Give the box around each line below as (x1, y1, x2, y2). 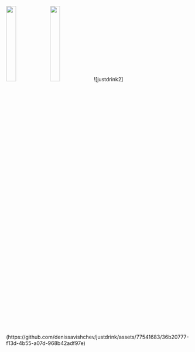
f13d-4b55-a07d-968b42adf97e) (6, 340, 86, 347)
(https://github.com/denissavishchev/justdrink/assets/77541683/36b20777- (6, 333, 189, 340)
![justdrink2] (93, 76, 124, 83)
